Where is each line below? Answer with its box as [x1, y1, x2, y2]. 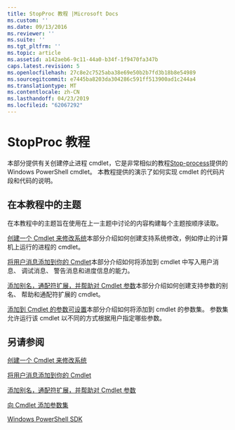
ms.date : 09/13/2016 [7, 23, 68, 30]
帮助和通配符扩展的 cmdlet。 [20, 289, 105, 299]
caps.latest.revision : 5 [7, 63, 80, 70]
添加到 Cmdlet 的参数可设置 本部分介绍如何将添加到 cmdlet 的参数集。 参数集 [7, 305, 229, 313]
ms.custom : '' [7, 17, 49, 24]
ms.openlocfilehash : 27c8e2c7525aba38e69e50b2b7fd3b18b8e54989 [7, 69, 196, 76]
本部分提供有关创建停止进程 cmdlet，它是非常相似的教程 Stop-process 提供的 [7, 159, 228, 167]
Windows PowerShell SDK [7, 415, 83, 424]
